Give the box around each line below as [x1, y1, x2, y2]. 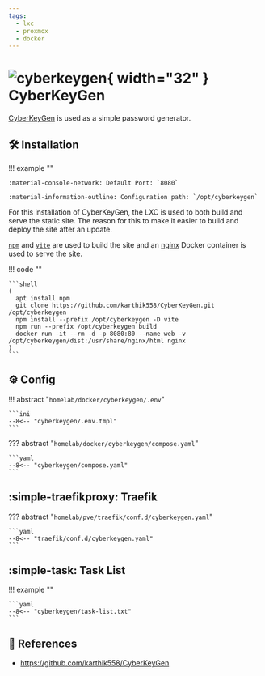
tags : [8, 11, 27, 20]
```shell [8, 280, 38, 288]
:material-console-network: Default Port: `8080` [8, 179, 179, 187]
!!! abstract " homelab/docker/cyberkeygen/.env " [8, 394, 166, 404]
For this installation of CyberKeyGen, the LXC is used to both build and [8, 207, 243, 217]
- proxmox [15, 27, 48, 35]
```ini [8, 410, 31, 418]
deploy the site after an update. [8, 224, 113, 234]
